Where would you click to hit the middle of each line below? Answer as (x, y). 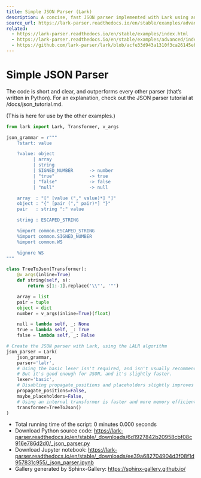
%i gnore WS (31, 253)
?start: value (34, 143)
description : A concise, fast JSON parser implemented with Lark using (97, 17)
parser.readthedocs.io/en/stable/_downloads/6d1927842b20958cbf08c (103, 437)
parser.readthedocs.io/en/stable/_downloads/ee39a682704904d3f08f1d (104, 456)
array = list (33, 297)
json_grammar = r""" (32, 137)
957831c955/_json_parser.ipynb (54, 462)
